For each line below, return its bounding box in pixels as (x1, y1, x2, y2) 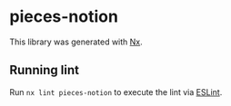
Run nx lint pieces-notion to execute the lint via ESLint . (9, 86, 223, 97)
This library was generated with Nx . (9, 36, 143, 47)
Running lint (9, 63, 80, 78)
